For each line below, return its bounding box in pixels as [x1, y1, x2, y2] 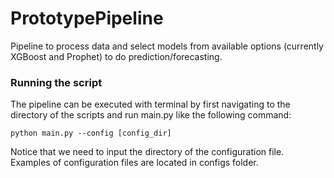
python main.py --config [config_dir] [10, 128, 172, 139]
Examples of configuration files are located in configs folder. [10, 157, 259, 169]
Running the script [10, 75, 103, 89]
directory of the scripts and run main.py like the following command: [10, 109, 292, 121]
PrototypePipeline [10, 7, 164, 30]
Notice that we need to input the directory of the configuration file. [10, 146, 285, 158]
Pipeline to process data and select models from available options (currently [10, 40, 324, 52]
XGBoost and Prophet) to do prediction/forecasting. [10, 50, 223, 62]
